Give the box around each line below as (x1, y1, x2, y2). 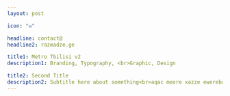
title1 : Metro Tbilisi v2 (7, 53, 81, 60)
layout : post (7, 10, 44, 17)
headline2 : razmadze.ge (7, 41, 75, 48)
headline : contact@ (7, 35, 63, 42)
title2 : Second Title (7, 73, 69, 80)
